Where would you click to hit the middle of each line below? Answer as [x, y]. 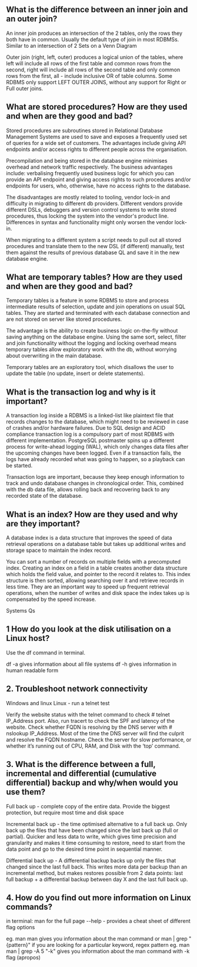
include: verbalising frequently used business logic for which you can [90, 173]
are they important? [43, 523]
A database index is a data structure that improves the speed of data [89, 538]
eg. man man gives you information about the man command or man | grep [97, 939]
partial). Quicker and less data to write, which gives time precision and [91, 836]
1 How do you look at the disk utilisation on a [89, 629]
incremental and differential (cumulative [81, 774]
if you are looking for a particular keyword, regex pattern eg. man [111, 945]
